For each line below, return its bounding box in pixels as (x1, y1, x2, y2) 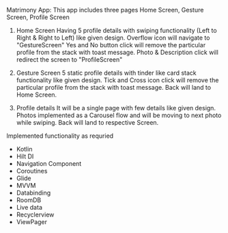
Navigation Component (16, 160, 82, 167)
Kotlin (16, 145, 33, 153)
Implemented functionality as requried (6, 132, 114, 140)
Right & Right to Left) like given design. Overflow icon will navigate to (16, 34, 210, 42)
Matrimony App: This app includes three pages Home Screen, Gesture (6, 6, 204, 14)
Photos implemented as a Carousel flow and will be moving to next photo (16, 111, 222, 119)
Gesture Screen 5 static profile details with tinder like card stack (16, 69, 197, 77)
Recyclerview (16, 210, 55, 219)
